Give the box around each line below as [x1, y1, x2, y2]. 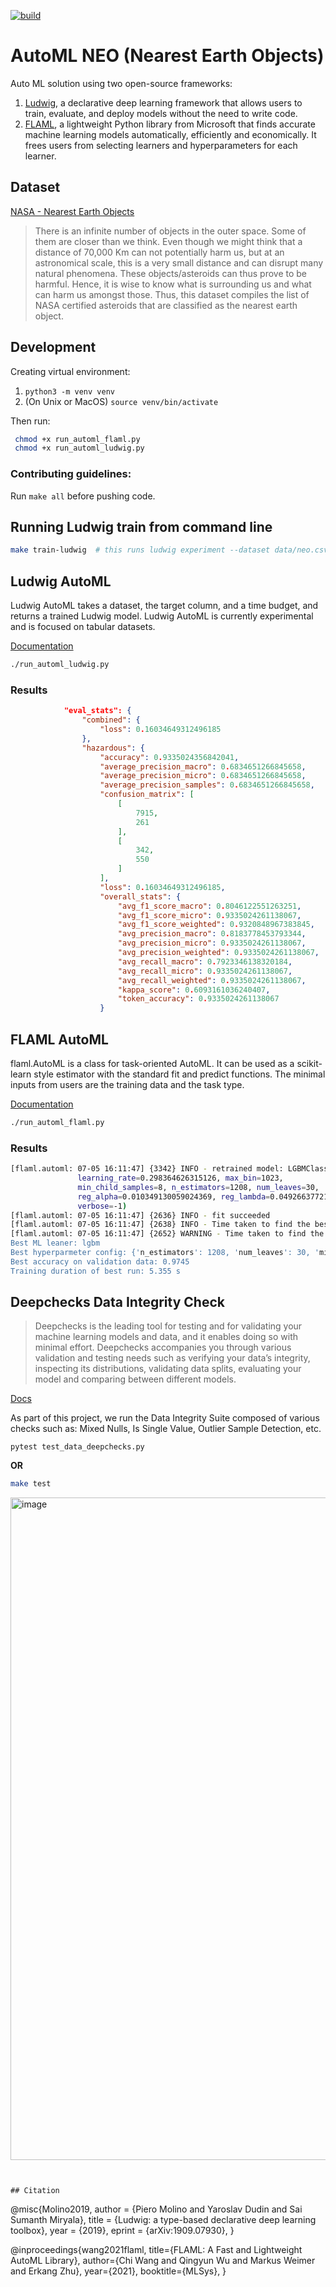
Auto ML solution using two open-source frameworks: [10, 77, 233, 89]
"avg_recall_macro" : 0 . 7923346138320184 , [117, 956, 293, 967]
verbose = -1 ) [77, 1201, 128, 1211]
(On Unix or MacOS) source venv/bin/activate [24, 395, 219, 407]
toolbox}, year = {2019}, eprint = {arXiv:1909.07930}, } [10, 2225, 235, 2237]
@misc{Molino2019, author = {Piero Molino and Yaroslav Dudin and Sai [10, 2203, 303, 2215]
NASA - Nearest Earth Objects [10, 205, 135, 217]
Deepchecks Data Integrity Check [10, 1294, 225, 1311]
